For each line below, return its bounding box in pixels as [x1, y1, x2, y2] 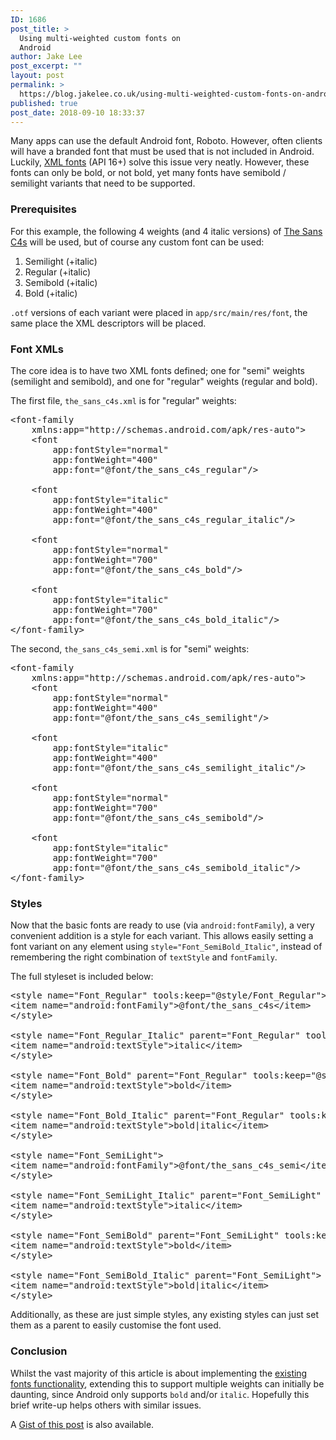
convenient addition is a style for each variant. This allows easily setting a [10, 930, 314, 942]
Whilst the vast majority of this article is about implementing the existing [10, 1367, 308, 1379]
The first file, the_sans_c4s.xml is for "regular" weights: [10, 394, 237, 406]
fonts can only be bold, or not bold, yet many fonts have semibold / [10, 167, 287, 179]
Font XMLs [10, 342, 64, 356]
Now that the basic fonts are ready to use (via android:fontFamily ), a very [10, 919, 315, 931]
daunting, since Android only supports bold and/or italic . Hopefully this [10, 1388, 310, 1400]
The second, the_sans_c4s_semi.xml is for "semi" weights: [10, 642, 250, 655]
